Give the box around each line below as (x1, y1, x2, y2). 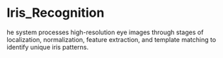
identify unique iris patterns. (6, 43, 89, 51)
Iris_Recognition (6, 5, 105, 21)
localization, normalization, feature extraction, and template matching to (6, 35, 217, 43)
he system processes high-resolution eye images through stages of (6, 28, 204, 36)
